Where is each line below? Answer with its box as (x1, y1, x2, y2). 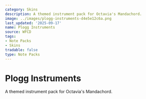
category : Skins (5, 7, 38, 12)
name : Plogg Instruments (5, 25, 55, 30)
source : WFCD (5, 29, 32, 34)
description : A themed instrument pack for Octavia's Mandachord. (5, 12, 142, 16)
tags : (5, 34, 16, 39)
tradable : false (5, 47, 38, 52)
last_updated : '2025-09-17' (5, 20, 62, 26)
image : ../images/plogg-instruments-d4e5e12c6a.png (5, 16, 112, 21)
